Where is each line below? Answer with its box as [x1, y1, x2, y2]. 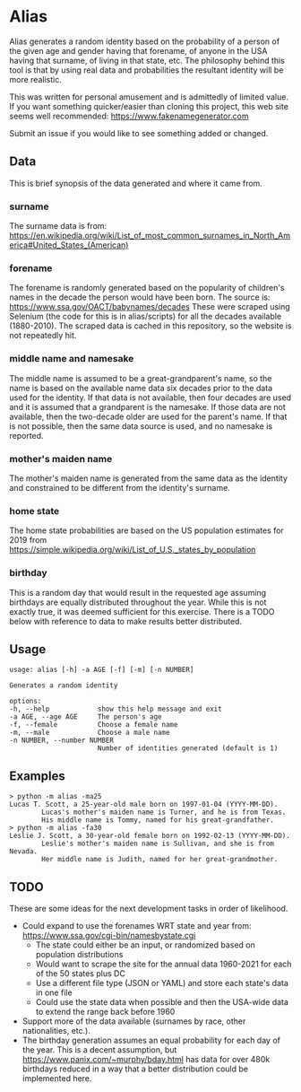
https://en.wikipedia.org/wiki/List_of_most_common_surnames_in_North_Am [9, 231, 291, 241]
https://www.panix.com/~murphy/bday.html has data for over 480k [21, 1053, 271, 1064]
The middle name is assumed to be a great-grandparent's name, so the [9, 372, 272, 383]
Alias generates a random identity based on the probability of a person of [9, 36, 280, 47]
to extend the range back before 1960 [35, 1006, 176, 1017]
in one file [35, 987, 73, 998]
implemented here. [21, 1072, 92, 1083]
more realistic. [9, 74, 63, 84]
